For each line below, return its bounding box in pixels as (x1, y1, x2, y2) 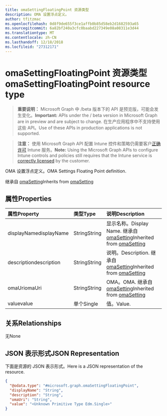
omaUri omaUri (7, 284, 42, 291)
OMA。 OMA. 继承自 (106, 278, 153, 285)
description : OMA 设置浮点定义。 (5, 12, 69, 17)
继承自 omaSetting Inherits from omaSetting (5, 178, 93, 184)
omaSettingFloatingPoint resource (5, 78, 151, 90)
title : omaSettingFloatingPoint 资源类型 (5, 7, 89, 12)
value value (7, 300, 33, 307)
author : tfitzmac (5, 16, 41, 21)
